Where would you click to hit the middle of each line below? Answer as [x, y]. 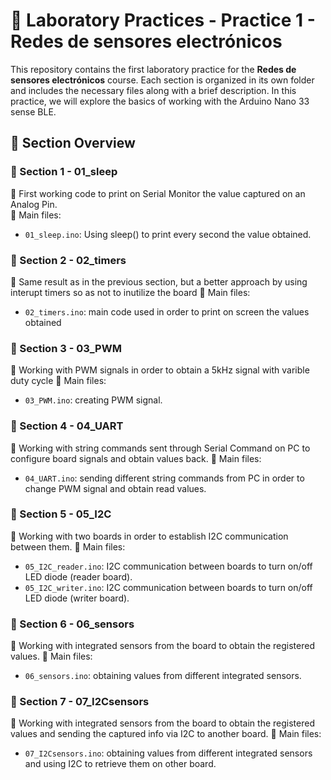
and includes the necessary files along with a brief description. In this [153, 90]
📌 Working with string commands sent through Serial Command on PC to [160, 448]
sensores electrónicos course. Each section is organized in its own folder [162, 80]
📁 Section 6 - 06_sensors [72, 624]
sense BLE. [33, 111]
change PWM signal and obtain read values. [115, 488]
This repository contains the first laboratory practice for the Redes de [153, 69]
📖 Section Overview [73, 143]
